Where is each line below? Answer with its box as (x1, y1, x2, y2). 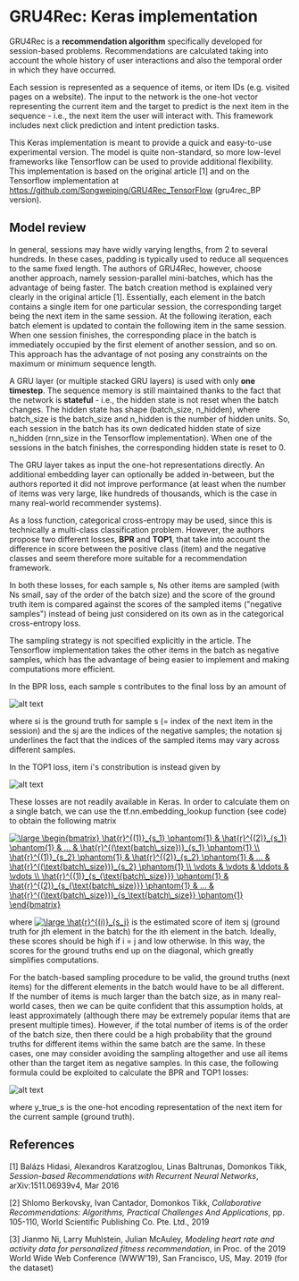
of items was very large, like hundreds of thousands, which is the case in (9, 488, 278, 499)
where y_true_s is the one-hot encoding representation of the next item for (9, 1101, 283, 1112)
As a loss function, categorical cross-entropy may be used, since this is (9, 515, 272, 525)
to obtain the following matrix (9, 815, 117, 825)
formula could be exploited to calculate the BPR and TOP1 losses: (9, 1067, 249, 1078)
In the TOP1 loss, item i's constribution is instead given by (9, 761, 221, 772)
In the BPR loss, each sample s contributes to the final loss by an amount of (9, 680, 287, 691)
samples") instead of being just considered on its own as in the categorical (9, 608, 284, 619)
